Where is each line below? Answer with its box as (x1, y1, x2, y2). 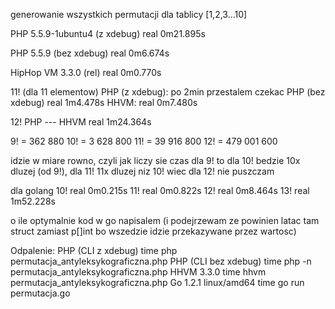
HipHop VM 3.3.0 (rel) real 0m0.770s (10, 67, 162, 78)
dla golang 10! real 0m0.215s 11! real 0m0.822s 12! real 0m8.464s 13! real (10, 185, 310, 196)
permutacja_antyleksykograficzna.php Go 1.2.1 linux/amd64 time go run (10, 277, 305, 288)
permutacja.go (10, 287, 71, 299)
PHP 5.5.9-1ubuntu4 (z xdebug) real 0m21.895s (10, 28, 206, 39)
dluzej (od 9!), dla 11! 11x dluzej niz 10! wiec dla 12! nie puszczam (10, 165, 275, 177)
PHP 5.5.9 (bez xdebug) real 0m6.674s (10, 47, 170, 59)
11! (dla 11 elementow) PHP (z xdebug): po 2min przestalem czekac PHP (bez (10, 86, 326, 98)
